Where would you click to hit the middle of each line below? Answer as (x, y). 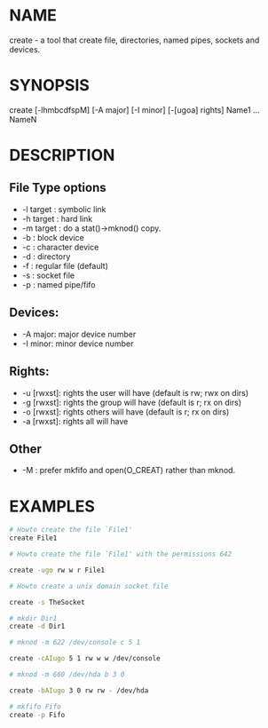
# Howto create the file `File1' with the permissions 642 (121, 554)
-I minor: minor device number (78, 344)
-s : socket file (48, 275)
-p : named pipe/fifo (59, 284)
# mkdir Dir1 (33, 618)
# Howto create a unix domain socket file (89, 586)
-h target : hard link (57, 218)
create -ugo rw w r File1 (57, 570)
